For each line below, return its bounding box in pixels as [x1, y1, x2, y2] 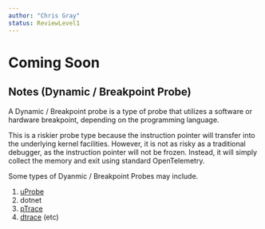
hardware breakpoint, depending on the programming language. [8, 115, 220, 124]
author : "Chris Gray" [8, 11, 81, 20]
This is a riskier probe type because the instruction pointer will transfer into [8, 130, 255, 140]
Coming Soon [8, 53, 100, 72]
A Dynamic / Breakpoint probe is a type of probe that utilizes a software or [8, 106, 253, 116]
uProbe [19, 187, 45, 196]
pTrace [19, 203, 43, 213]
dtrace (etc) [19, 212, 59, 222]
